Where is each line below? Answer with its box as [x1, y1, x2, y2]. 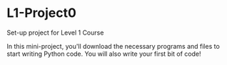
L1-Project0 [6, 5, 76, 21]
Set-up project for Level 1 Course [6, 28, 104, 37]
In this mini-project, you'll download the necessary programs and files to [6, 42, 221, 50]
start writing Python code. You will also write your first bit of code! [6, 49, 201, 58]
